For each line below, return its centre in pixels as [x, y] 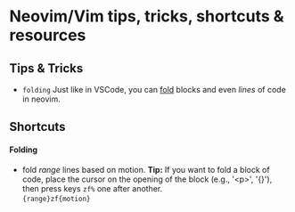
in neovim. [41, 99]
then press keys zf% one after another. [92, 188]
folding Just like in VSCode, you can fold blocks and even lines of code [154, 90]
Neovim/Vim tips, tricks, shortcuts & [147, 16]
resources [48, 35]
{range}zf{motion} [56, 199]
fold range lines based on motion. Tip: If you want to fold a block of [146, 169]
